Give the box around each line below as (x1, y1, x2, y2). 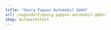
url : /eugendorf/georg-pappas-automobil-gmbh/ (5, 12, 106, 17)
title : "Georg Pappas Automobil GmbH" (5, 7, 88, 13)
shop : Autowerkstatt (5, 17, 50, 22)
